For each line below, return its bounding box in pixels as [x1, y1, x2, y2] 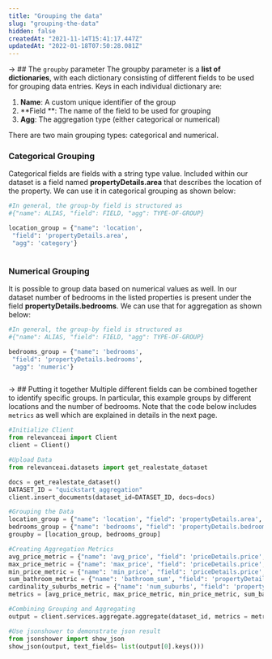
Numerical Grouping [8, 265, 91, 277]
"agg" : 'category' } [11, 239, 79, 248]
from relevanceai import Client [8, 433, 117, 442]
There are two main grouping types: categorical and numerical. [8, 131, 219, 140]
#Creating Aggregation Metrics [8, 545, 114, 553]
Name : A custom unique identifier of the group [19, 97, 176, 107]
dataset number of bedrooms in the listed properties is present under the [8, 293, 252, 303]
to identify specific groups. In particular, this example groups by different [8, 393, 252, 403]
